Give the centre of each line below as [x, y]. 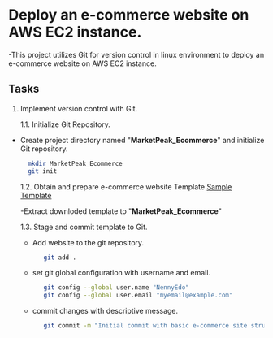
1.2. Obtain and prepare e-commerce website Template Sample [126, 186]
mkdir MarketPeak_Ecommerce [76, 163]
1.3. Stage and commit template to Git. [84, 227]
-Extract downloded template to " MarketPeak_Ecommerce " [121, 211]
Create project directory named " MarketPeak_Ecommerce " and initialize [142, 140]
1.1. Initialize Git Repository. [65, 124]
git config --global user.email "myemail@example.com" [138, 295]
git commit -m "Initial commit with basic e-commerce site [145, 326]
